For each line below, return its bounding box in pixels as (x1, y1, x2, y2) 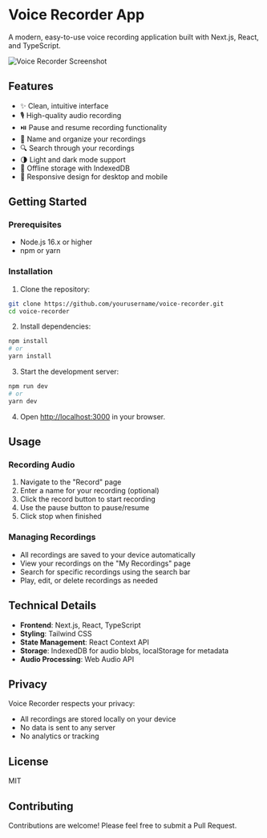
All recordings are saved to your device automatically (19, 550, 196, 559)
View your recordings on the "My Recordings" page (19, 558, 191, 568)
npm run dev (8, 382, 48, 390)
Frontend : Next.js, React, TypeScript (19, 620, 142, 630)
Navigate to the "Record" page (19, 477, 122, 487)
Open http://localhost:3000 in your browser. (19, 411, 166, 421)
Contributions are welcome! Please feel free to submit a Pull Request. (8, 820, 237, 830)
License (8, 754, 49, 768)
